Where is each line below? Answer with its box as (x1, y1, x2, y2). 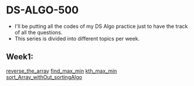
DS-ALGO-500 (6, 3, 79, 17)
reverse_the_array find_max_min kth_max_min (6, 67, 117, 74)
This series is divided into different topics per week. (14, 35, 140, 42)
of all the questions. (14, 28, 63, 35)
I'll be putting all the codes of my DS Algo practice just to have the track (14, 23, 188, 30)
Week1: (6, 52, 34, 62)
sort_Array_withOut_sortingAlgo (6, 73, 83, 80)
